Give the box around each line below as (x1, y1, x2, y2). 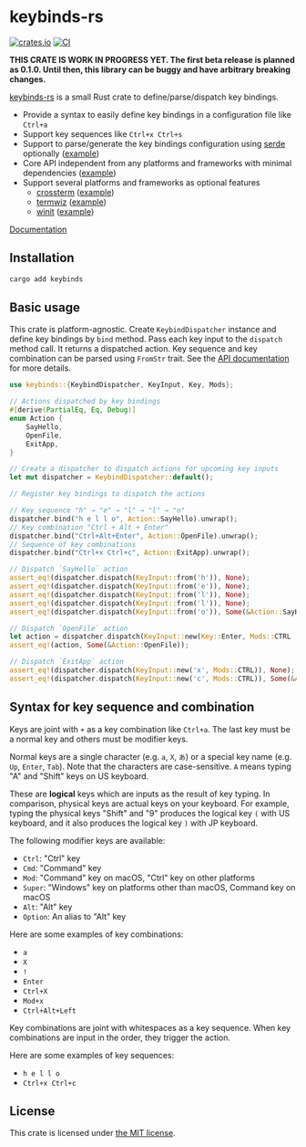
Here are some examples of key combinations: (9, 929, 184, 940)
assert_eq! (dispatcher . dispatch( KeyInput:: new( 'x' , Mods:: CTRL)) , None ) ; (9, 666, 296, 675)
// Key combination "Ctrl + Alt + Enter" (9, 522, 169, 531)
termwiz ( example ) (36, 196, 107, 207)
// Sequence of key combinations (9, 540, 137, 549)
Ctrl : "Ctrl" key (22, 852, 81, 864)
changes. (9, 73, 46, 84)
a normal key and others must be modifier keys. (9, 733, 189, 744)
